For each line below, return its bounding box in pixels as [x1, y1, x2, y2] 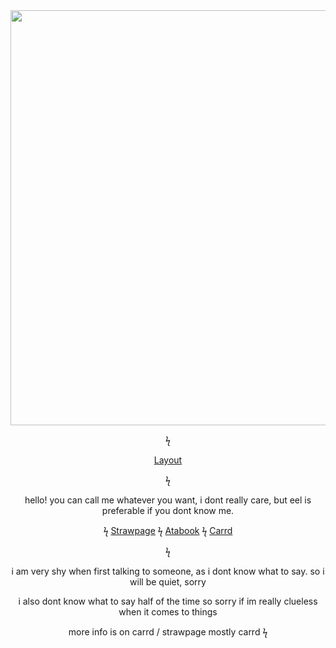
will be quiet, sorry [129, 576, 207, 588]
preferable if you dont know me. [101, 505, 235, 516]
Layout [153, 454, 183, 466]
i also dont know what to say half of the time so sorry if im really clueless [18, 595, 318, 607]
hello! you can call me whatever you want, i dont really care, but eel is [24, 494, 312, 506]
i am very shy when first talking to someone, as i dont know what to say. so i [11, 565, 325, 577]
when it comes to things [118, 606, 218, 618]
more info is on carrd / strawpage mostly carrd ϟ [68, 626, 268, 638]
